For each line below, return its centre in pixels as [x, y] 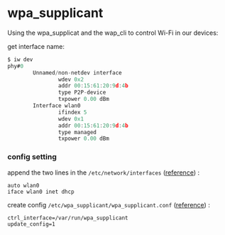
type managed [77, 132]
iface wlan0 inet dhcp [41, 192]
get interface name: [36, 46]
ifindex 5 [72, 112]
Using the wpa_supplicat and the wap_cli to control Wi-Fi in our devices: [113, 33]
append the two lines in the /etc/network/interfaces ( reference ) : [104, 173]
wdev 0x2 [71, 80]
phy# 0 [15, 66]
